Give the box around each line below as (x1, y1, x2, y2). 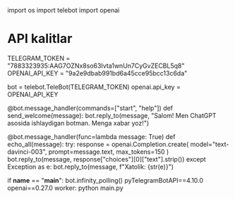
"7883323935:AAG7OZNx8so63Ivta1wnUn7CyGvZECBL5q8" (7, 61, 185, 70)
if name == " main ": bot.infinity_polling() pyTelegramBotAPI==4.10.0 (7, 176, 203, 184)
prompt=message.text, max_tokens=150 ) (48, 147, 169, 156)
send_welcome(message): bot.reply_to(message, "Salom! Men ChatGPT (7, 111, 217, 119)
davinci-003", (7, 147, 47, 156)
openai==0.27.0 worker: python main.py (7, 183, 123, 192)
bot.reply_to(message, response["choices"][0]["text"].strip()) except (7, 155, 206, 163)
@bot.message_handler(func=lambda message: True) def (7, 132, 176, 140)
